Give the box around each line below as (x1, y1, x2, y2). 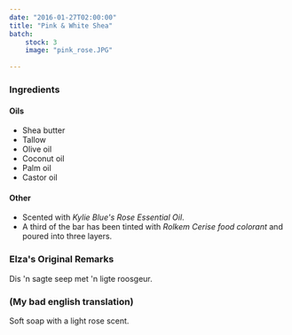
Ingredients (9, 83, 60, 96)
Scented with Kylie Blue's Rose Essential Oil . (21, 212, 185, 222)
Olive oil (21, 144, 52, 155)
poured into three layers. (21, 231, 113, 242)
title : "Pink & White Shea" (9, 21, 114, 30)
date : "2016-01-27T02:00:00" (9, 12, 117, 22)
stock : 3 (25, 37, 58, 47)
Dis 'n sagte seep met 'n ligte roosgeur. (9, 273, 153, 284)
